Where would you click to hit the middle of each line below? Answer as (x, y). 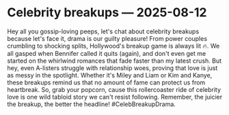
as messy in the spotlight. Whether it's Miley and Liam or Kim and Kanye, (110, 75)
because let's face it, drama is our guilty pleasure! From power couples (107, 38)
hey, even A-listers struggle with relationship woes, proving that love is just (112, 68)
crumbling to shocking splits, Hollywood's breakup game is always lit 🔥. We (113, 46)
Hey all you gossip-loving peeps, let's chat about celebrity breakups (103, 31)
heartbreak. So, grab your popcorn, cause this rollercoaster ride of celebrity (114, 89)
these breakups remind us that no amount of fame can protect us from (106, 82)
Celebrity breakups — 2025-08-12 (107, 13)
